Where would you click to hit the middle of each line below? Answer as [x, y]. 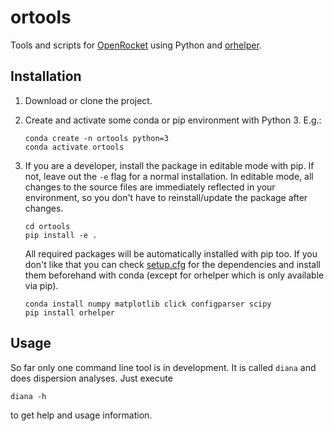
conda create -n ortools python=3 [96, 138]
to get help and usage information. [81, 415]
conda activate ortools [74, 147]
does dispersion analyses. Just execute [91, 378]
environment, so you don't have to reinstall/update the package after [166, 197]
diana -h [28, 396]
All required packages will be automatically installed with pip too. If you [171, 253]
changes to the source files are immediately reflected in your [150, 187]
